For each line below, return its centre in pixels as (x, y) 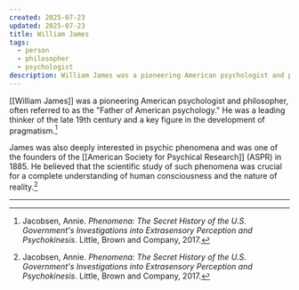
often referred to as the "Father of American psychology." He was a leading (147, 110)
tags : (19, 42)
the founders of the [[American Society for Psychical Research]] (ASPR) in (145, 157)
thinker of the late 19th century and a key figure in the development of (137, 119)
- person (33, 51)
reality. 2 (24, 186)
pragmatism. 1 (33, 130)
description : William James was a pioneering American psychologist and (147, 76)
